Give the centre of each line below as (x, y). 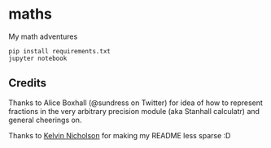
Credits (28, 83)
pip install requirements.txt (60, 51)
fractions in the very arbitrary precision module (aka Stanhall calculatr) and (134, 111)
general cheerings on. (45, 120)
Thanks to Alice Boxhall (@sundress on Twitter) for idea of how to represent (135, 103)
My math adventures (43, 36)
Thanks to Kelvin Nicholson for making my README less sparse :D (120, 135)
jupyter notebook (38, 58)
